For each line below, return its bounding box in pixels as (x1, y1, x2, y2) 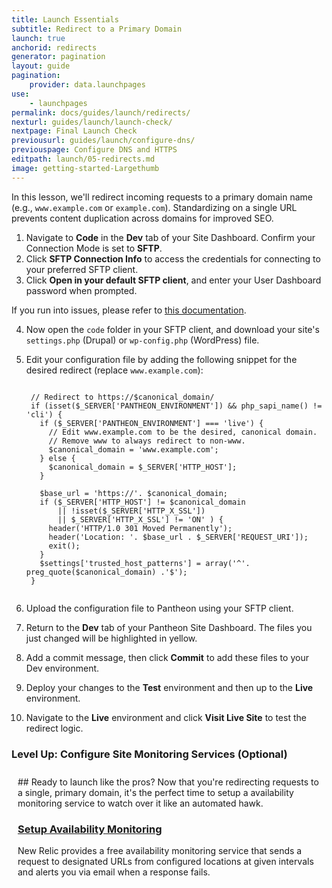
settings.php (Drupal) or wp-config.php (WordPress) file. (25, 334, 260, 346)
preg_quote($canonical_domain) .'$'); (25, 567, 188, 577)
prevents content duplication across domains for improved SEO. (11, 212, 274, 224)
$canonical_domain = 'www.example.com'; (48, 444, 219, 455)
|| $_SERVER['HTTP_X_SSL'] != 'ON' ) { (57, 514, 224, 525)
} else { (39, 453, 76, 463)
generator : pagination (11, 52, 106, 62)
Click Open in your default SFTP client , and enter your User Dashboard (25, 274, 322, 286)
